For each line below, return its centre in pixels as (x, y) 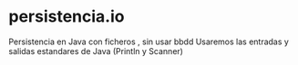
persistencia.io (67, 17)
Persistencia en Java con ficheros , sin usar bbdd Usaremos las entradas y (149, 42)
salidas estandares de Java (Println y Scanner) (96, 51)
